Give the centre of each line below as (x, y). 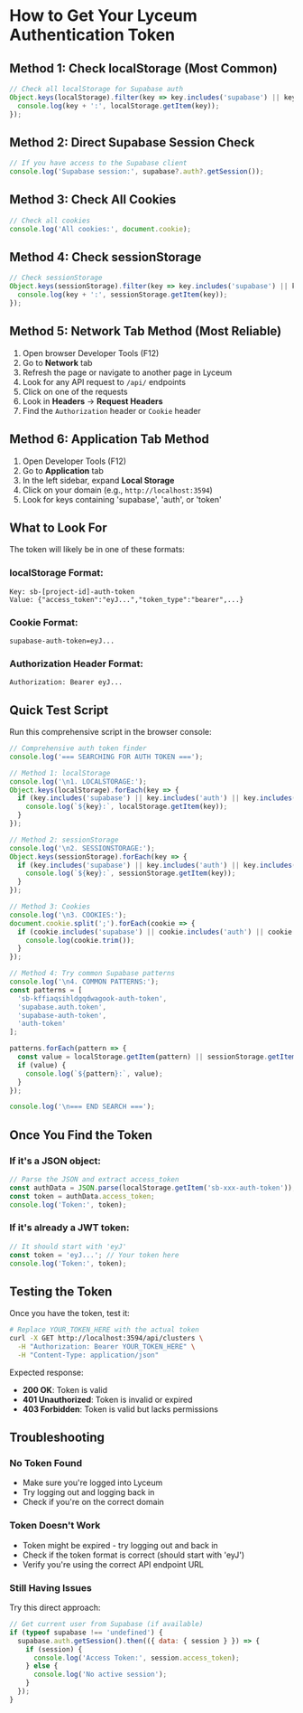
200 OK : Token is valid (65, 1389)
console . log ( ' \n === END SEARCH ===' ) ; (82, 1107)
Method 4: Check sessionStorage (106, 257)
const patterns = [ (46, 990)
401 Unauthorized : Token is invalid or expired (107, 1399)
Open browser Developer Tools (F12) (91, 353)
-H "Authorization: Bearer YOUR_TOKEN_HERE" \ (106, 1347)
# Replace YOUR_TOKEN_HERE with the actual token (105, 1330)
